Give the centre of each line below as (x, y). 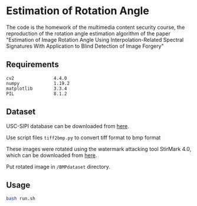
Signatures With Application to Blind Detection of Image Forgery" (85, 46)
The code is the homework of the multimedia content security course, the (96, 27)
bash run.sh (21, 199)
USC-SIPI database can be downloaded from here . (68, 126)
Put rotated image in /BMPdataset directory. (58, 166)
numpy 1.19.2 (38, 83)
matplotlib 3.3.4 (37, 89)
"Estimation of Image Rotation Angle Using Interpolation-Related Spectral (95, 40)
